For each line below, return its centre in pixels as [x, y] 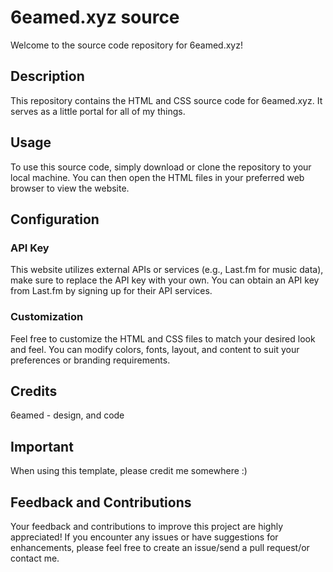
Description [47, 76]
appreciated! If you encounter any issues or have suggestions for [144, 537]
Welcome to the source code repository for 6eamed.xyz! [126, 45]
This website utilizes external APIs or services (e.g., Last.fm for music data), [167, 270]
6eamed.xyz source [95, 17]
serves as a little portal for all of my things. [98, 111]
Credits [34, 391]
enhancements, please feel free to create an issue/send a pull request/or [160, 547]
